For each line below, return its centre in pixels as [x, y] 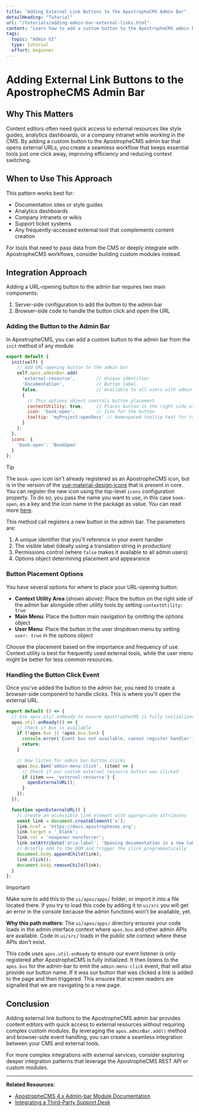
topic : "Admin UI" [34, 39]
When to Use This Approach [59, 179]
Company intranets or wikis [48, 217]
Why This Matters [40, 114]
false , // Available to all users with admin [107, 390]
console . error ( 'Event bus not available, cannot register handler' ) [108, 739]
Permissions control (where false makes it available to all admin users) [101, 552]
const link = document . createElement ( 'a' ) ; [71, 821]
